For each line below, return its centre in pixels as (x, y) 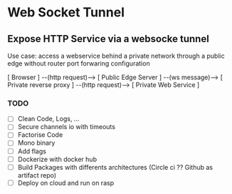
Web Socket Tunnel (66, 12)
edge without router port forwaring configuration (79, 63)
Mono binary (36, 143)
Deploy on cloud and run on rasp (66, 183)
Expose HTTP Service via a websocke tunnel (109, 39)
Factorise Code (40, 135)
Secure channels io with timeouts (67, 127)
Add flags (32, 151)
